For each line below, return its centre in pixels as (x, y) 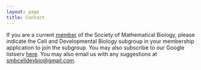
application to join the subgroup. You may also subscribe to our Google (95, 47)
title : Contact (26, 17)
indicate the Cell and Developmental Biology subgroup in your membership (100, 41)
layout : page (23, 12)
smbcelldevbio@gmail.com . (41, 60)
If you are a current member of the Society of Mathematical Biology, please (101, 34)
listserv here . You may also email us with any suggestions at (82, 54)
